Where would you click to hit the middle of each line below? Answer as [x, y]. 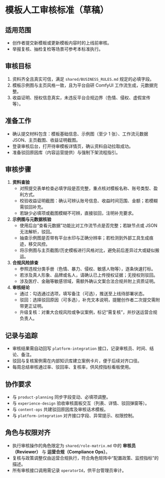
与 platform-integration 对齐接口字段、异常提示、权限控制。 [74, 416]
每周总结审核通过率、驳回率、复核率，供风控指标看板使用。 [73, 367]
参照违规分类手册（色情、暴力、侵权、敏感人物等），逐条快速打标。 [88, 269]
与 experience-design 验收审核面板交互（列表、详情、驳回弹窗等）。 [81, 403]
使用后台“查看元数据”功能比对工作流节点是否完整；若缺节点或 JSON [88, 225]
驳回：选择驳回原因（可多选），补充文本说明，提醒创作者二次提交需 [88, 300]
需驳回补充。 [33, 207]
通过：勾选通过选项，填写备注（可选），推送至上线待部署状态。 [83, 294]
